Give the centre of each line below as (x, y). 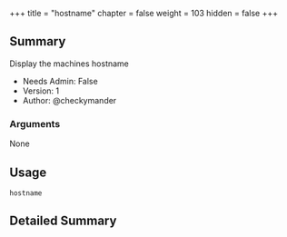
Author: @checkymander (69, 100)
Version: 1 (41, 91)
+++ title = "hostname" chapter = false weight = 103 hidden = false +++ (144, 13)
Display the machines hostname (69, 64)
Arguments (35, 123)
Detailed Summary (63, 221)
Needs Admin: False (60, 81)
